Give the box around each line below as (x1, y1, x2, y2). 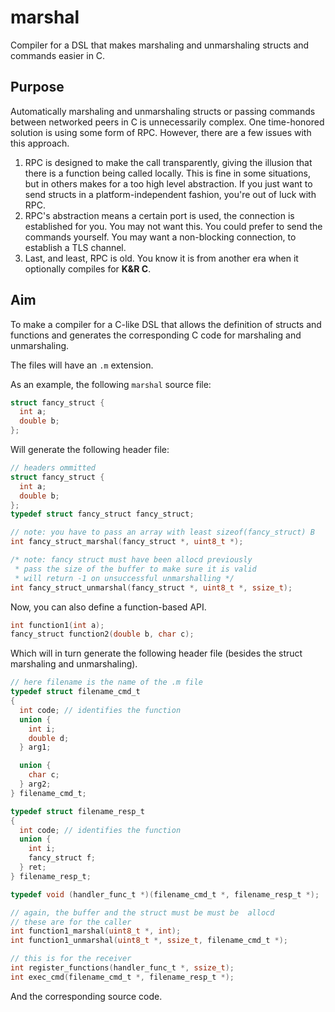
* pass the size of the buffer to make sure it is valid (14, 564, 257, 574)
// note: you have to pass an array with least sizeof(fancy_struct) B (10, 527, 315, 538)
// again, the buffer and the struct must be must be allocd (10, 907, 275, 918)
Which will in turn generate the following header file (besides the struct (10, 647, 303, 660)
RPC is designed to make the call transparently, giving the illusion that (24, 156, 313, 168)
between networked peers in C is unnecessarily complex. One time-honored (10, 116, 325, 128)
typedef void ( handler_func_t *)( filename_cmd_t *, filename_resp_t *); (10, 889, 320, 900)
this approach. (10, 137, 70, 149)
